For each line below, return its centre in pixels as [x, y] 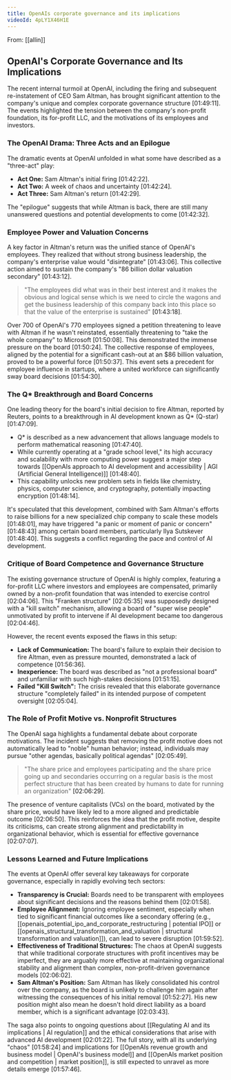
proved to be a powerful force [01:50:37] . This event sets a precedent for [111, 361]
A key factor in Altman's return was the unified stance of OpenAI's [101, 247]
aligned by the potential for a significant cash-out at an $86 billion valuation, [115, 354]
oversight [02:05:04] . [47, 701]
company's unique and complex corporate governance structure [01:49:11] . [114, 103]
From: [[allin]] [27, 39]
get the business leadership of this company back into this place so [120, 304]
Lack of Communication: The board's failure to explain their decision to [119, 650]
